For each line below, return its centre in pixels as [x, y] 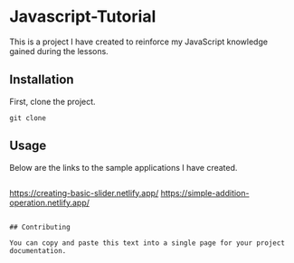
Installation [42, 80]
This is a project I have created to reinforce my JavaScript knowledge [139, 42]
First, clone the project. [53, 101]
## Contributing [40, 227]
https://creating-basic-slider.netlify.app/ [84, 193]
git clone [28, 118]
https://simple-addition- [205, 193]
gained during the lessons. [59, 51]
